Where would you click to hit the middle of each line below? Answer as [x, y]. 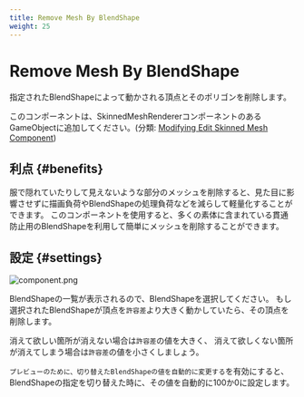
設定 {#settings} [56, 258]
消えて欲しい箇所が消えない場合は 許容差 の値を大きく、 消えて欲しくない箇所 [152, 341]
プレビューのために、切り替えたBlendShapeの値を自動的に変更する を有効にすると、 [149, 372]
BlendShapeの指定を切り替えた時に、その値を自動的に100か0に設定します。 [152, 382]
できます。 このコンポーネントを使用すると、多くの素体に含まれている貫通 [149, 215]
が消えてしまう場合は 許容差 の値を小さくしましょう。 [107, 352]
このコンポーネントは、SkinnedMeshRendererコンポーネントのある [136, 116]
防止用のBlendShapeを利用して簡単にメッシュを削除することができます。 [147, 227]
